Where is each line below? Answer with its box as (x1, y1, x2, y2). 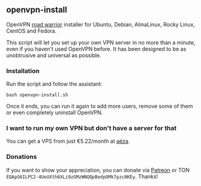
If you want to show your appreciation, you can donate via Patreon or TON (6, 166, 190, 173)
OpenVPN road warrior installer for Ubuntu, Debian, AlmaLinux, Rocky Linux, (6, 20, 195, 28)
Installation (6, 66, 40, 75)
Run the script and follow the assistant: (6, 81, 103, 88)
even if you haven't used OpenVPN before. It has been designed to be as (6, 45, 187, 52)
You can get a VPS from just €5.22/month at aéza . (6, 138, 130, 145)
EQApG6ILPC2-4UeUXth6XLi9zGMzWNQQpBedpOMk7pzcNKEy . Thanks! (6, 173, 158, 180)
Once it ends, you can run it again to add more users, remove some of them (6, 102, 193, 110)
